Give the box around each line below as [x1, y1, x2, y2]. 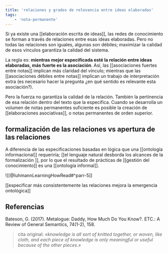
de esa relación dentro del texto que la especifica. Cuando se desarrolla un [5, 99, 163, 105]
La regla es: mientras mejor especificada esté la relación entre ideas [5, 57, 152, 63]
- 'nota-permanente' [14, 17, 58, 22]
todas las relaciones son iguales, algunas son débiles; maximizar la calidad [5, 42, 162, 48]
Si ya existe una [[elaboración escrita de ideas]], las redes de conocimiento [5, 31, 163, 37]
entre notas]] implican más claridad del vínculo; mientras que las [5, 68, 141, 74]
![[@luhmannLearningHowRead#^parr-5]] [5, 173, 93, 179]
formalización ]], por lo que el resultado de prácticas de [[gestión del [5, 157, 150, 163]
